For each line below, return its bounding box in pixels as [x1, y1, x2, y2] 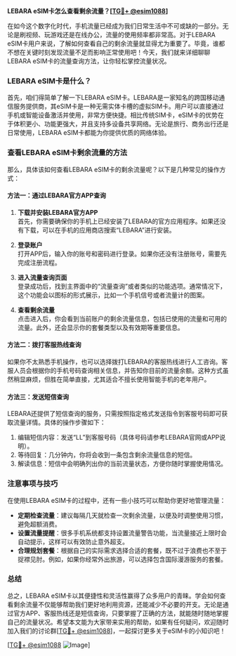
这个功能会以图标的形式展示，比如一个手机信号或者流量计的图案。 [17, 291, 209, 299]
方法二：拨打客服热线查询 [7, 341, 81, 349]
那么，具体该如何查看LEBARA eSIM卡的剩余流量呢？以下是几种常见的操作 [7, 165, 220, 173]
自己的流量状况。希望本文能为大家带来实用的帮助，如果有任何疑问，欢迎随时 [7, 617, 229, 626]
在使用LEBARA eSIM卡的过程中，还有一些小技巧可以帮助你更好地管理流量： [7, 496, 226, 504]
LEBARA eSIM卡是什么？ [7, 76, 92, 86]
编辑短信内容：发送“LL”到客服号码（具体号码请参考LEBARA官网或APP [17, 433, 220, 442]
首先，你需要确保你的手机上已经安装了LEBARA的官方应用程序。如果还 [17, 217, 220, 225]
